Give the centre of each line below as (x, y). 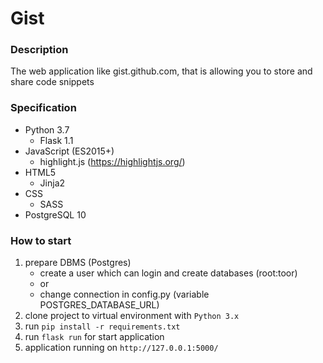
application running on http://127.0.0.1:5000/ (121, 348)
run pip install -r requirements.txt (102, 326)
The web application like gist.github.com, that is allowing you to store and (161, 71)
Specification (43, 108)
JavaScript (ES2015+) (69, 151)
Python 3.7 (47, 129)
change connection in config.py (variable (124, 294)
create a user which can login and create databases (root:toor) (168, 273)
